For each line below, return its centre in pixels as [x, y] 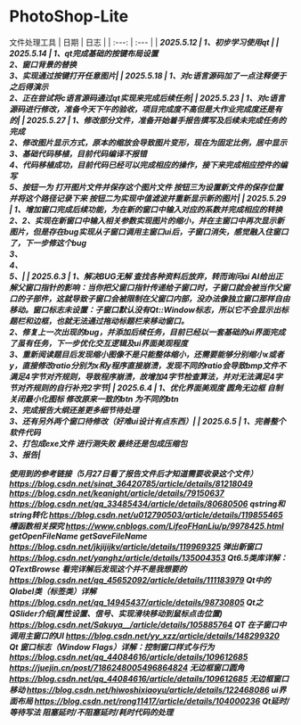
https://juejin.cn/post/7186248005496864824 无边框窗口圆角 [127, 667]
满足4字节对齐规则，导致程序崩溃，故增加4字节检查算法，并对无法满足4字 [146, 376]
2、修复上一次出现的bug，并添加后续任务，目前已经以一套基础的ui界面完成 [147, 332]
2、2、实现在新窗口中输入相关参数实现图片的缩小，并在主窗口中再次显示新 [147, 220]
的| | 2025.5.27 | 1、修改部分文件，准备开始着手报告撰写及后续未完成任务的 [148, 120]
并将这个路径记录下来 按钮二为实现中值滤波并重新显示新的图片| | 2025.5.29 [148, 198]
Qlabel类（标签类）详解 [53, 591]
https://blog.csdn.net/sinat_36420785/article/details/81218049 [131, 483]
